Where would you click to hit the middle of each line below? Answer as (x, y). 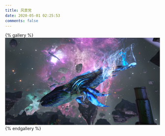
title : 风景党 (18, 10)
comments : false (22, 21)
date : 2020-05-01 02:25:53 (33, 15)
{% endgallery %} (23, 128)
